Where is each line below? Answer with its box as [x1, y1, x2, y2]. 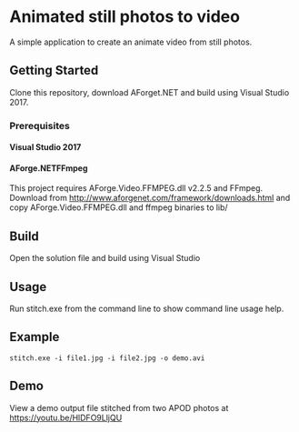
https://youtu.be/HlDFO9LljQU [9, 412, 123, 423]
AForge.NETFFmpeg [9, 162, 88, 174]
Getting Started [9, 63, 99, 78]
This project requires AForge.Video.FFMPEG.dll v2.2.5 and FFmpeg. [9, 183, 264, 194]
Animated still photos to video [9, 6, 241, 27]
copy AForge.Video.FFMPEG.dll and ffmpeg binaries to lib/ [9, 202, 229, 213]
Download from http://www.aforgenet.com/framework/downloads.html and [9, 193, 291, 204]
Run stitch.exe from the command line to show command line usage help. [9, 303, 284, 315]
